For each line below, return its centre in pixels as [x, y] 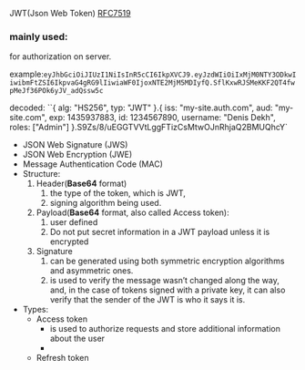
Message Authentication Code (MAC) [93, 164]
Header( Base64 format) [81, 184]
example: [26, 74]
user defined [74, 222]
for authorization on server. [61, 57]
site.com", [28, 118]
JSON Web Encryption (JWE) [77, 155]
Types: [35, 310]
